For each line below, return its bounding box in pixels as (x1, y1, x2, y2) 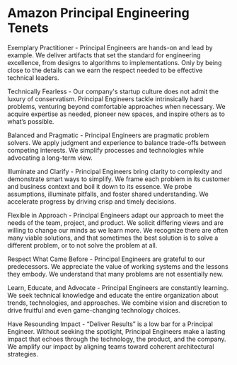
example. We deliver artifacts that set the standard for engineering (7, 51, 201, 59)
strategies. (7, 349, 39, 358)
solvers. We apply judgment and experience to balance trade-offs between (7, 138, 226, 146)
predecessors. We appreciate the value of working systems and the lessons (7, 262, 229, 270)
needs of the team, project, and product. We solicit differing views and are (7, 218, 224, 227)
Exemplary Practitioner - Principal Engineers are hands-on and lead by (7, 43, 214, 52)
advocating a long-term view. (7, 153, 93, 162)
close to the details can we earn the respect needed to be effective (7, 66, 203, 74)
